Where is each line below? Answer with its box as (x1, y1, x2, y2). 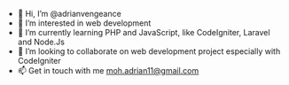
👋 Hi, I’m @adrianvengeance (17, 9, 121, 19)
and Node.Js (17, 36, 65, 47)
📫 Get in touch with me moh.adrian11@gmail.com (17, 66, 199, 75)
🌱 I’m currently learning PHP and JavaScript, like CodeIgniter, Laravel (17, 27, 270, 37)
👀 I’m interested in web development (17, 18, 152, 28)
